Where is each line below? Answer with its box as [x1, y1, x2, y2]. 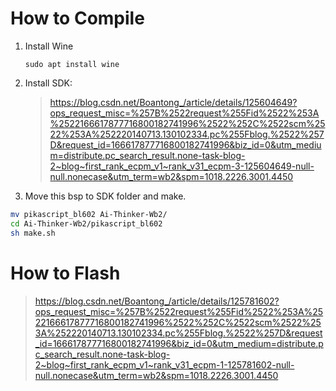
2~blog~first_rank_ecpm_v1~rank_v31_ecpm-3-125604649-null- [49, 160, 315, 172]
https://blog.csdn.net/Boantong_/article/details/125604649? [49, 96, 298, 108]
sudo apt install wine [24, 59, 120, 69]
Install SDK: [24, 77, 73, 89]
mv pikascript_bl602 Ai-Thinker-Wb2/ [10, 209, 168, 219]
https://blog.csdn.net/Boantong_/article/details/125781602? [34, 295, 280, 307]
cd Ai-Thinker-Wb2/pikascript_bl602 [10, 218, 163, 229]
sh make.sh [10, 228, 56, 238]
